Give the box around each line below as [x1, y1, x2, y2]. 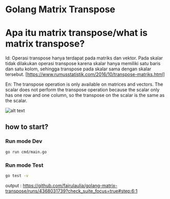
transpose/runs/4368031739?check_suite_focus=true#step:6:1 [5, 188, 138, 194]
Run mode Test [5, 162, 44, 169]
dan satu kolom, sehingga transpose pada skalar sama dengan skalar [5, 66, 152, 72]
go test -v [5, 173, 29, 178]
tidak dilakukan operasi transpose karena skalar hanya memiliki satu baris [5, 61, 161, 67]
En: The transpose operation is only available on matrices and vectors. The [5, 81, 163, 88]
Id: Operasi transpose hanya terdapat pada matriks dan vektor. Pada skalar [5, 55, 163, 61]
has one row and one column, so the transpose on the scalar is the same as [5, 92, 165, 98]
